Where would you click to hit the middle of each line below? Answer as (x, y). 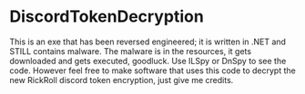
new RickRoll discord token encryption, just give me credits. (122, 80)
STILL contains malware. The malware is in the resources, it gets (131, 51)
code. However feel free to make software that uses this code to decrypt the (152, 70)
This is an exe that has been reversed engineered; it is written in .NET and (148, 42)
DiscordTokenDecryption (107, 17)
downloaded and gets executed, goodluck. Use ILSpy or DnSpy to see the (148, 61)
